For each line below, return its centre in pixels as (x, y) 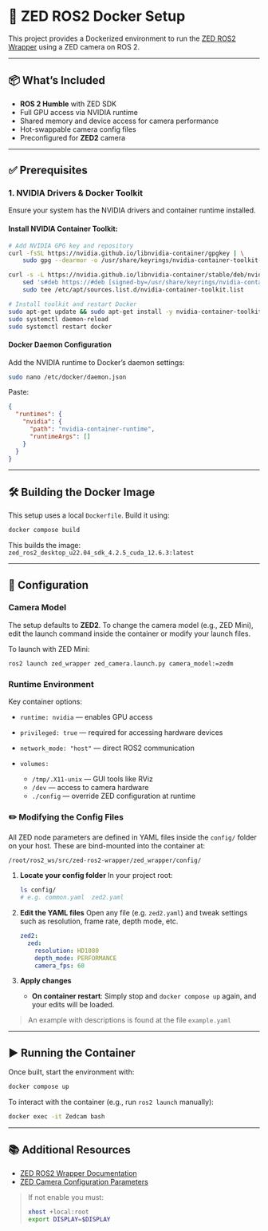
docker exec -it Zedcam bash (57, 1117)
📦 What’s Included (57, 80)
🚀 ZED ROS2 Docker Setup (97, 16)
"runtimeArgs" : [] (60, 436)
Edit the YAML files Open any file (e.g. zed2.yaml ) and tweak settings (134, 913)
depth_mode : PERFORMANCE (76, 958)
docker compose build (44, 530)
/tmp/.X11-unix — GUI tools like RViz (93, 779)
